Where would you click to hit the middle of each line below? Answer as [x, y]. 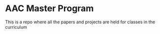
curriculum [16, 27]
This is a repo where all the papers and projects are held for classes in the [80, 22]
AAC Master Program [49, 8]
